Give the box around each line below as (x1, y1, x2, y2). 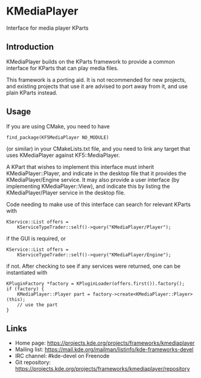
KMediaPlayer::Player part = (17, 291, 91, 297)
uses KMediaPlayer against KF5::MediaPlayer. (6, 151, 120, 159)
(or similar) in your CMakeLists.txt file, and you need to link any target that (6, 145, 190, 152)
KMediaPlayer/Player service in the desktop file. (6, 189, 126, 196)
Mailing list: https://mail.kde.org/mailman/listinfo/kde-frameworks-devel (14, 346, 194, 353)
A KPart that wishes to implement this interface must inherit (6, 163, 155, 170)
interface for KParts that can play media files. (6, 64, 119, 71)
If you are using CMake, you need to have (6, 122, 110, 130)
